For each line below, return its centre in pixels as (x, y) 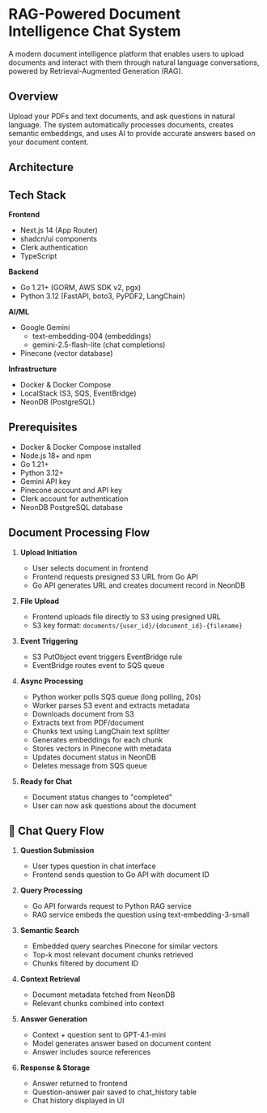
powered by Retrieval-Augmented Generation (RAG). (96, 71)
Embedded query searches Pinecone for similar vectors (125, 946)
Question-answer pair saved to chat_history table (114, 1092)
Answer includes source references (91, 1052)
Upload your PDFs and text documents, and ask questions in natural (122, 116)
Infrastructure (33, 369)
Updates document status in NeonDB (94, 757)
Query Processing (51, 890)
